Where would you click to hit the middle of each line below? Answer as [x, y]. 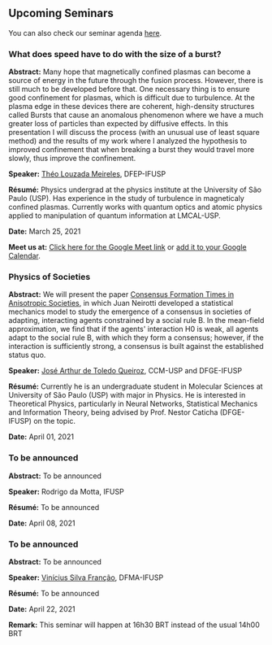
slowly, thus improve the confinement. [72, 159]
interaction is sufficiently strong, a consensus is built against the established [136, 346]
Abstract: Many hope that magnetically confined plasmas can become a [130, 72]
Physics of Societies [50, 277]
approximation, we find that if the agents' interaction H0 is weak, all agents [134, 329]
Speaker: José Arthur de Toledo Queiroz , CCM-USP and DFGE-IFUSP [125, 371]
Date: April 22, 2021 [42, 609]
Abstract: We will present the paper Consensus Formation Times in [121, 294]
